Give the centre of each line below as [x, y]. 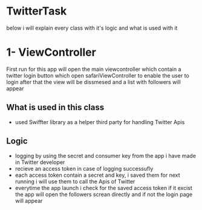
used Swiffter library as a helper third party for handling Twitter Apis [100, 122]
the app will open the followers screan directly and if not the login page [103, 194]
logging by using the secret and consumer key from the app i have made [106, 156]
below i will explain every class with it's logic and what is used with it [92, 28]
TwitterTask [37, 11]
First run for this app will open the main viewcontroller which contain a [94, 69]
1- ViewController [51, 52]
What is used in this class [55, 107]
